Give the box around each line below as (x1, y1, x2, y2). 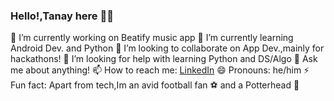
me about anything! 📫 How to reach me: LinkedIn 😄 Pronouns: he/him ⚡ (10, 64, 310, 76)
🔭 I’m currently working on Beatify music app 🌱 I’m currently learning (10, 32, 294, 44)
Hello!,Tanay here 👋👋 (10, 9, 114, 23)
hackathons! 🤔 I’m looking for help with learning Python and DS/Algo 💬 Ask (10, 53, 318, 65)
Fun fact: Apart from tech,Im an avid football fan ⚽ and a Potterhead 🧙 (10, 79, 300, 91)
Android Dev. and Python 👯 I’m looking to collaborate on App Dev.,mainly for (10, 42, 325, 54)
